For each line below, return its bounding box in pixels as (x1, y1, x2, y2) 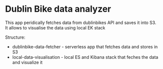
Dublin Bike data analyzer (5, 3, 111, 15)
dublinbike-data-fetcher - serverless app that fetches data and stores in (12, 44, 158, 49)
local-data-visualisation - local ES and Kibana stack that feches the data (12, 54, 159, 60)
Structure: (5, 34, 26, 40)
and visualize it (12, 59, 43, 65)
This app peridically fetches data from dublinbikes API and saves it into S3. (5, 20, 157, 25)
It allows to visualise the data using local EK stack (5, 24, 106, 30)
